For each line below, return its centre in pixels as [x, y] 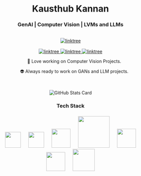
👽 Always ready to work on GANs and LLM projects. [74, 72]
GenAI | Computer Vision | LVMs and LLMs [70, 25]
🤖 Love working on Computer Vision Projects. [74, 62]
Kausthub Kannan [70, 9]
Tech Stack [70, 106]
